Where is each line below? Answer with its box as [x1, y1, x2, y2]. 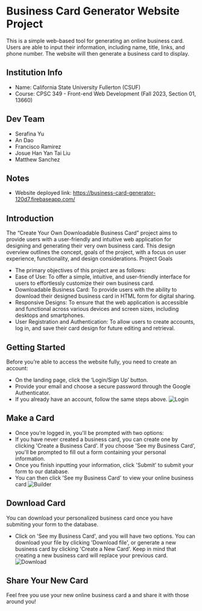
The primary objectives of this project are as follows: [14, 267, 146, 274]
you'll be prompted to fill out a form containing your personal [14, 448, 166, 456]
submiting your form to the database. [6, 520, 98, 528]
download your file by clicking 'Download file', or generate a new [14, 538, 177, 546]
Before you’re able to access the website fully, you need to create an [6, 358, 177, 365]
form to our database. [14, 468, 69, 475]
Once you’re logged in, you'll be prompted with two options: [14, 429, 164, 436]
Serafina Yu [14, 130, 44, 137]
